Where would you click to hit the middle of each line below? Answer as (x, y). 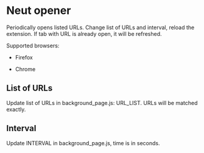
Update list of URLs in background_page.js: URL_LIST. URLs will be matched (102, 103)
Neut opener (39, 11)
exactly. (16, 109)
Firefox (24, 57)
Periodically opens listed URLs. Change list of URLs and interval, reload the (100, 27)
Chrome (25, 69)
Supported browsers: (33, 46)
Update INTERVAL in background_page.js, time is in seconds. (83, 143)
